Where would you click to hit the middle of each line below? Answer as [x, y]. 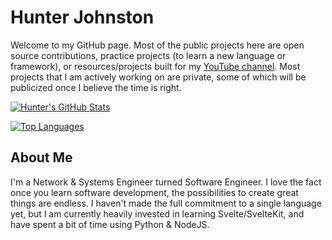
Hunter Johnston [82, 17]
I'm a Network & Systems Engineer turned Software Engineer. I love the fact [166, 182]
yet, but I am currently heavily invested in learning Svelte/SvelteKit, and [157, 213]
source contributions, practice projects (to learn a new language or [148, 55]
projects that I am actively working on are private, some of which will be [158, 77]
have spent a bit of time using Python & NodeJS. [110, 224]
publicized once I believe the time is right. [96, 87]
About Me [41, 157]
